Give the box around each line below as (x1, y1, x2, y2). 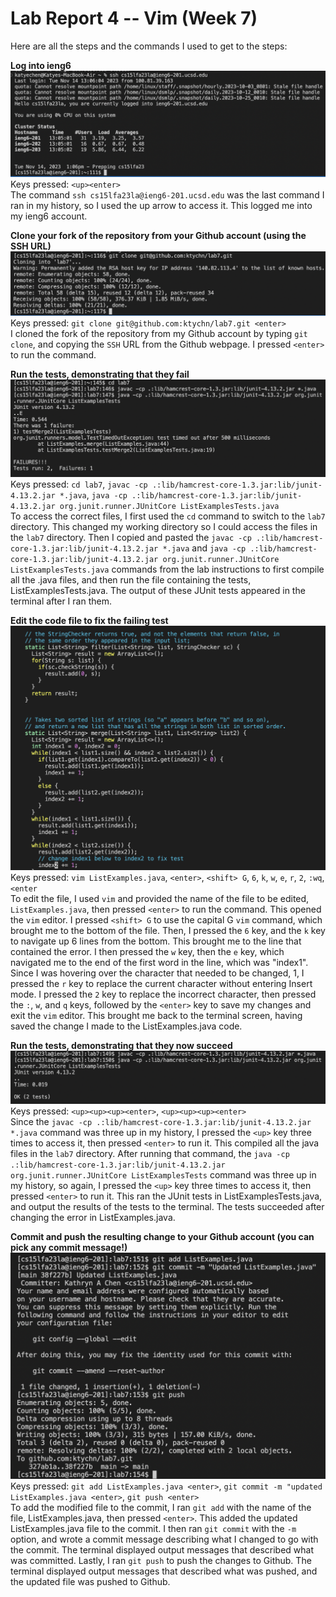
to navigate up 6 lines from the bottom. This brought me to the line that (10, 935, 302, 947)
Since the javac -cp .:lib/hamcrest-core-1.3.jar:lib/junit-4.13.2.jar (10, 1115, 312, 1127)
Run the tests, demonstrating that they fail (10, 368, 190, 381)
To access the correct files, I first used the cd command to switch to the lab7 (10, 510, 326, 522)
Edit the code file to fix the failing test (10, 615, 169, 627)
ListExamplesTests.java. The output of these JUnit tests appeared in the (10, 585, 306, 597)
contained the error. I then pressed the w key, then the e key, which (10, 946, 285, 958)
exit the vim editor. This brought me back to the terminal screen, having (10, 1010, 303, 1022)
